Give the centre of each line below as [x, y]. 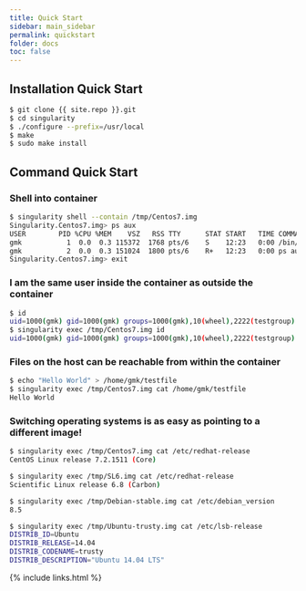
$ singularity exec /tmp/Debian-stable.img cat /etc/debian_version [142, 501]
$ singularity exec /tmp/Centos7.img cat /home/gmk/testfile [128, 389]
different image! [46, 432]
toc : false [30, 52]
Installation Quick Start [76, 89]
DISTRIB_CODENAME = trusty [56, 552]
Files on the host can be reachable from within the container [145, 361]
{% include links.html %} [56, 577]
